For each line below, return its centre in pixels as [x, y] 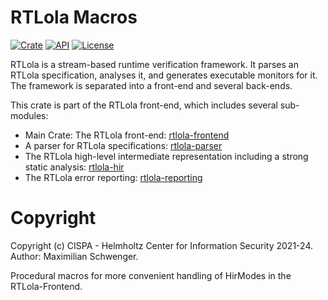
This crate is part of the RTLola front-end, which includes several [144, 105]
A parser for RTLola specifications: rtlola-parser [123, 145]
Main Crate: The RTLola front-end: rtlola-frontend [127, 135]
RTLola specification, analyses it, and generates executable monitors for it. [164, 75]
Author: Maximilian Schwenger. [74, 256]
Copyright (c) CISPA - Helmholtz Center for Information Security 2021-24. [161, 245]
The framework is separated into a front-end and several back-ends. [151, 85]
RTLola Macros [74, 17]
